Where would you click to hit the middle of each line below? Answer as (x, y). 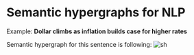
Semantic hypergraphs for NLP (96, 13)
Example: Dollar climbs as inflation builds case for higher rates (97, 31)
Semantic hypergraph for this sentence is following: (79, 44)
